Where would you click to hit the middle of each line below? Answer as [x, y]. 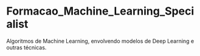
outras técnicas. [26, 47]
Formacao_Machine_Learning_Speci [100, 11]
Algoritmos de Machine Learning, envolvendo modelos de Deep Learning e [100, 41]
